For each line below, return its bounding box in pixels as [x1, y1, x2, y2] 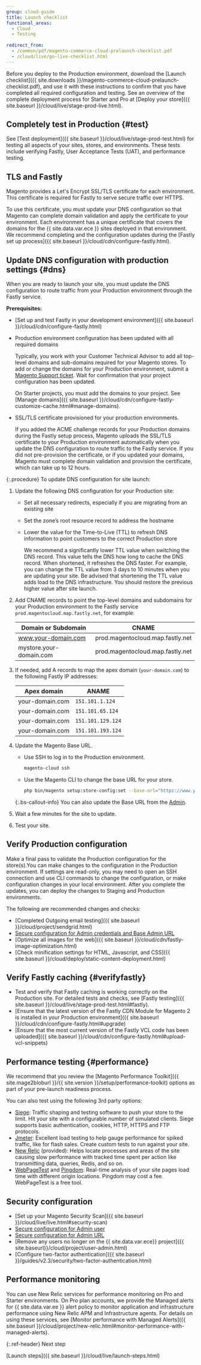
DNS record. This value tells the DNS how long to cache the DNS [23, 553, 184, 561]
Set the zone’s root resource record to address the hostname [23, 517, 174, 524]
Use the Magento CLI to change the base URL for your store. [23, 776, 173, 783]
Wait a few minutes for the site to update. [14, 810, 117, 817]
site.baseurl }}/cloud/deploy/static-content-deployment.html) [14, 955, 166, 962]
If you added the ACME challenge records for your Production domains [14, 426, 190, 433]
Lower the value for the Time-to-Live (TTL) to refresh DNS [23, 529, 168, 536]
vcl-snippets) [14, 1039, 48, 1047]
